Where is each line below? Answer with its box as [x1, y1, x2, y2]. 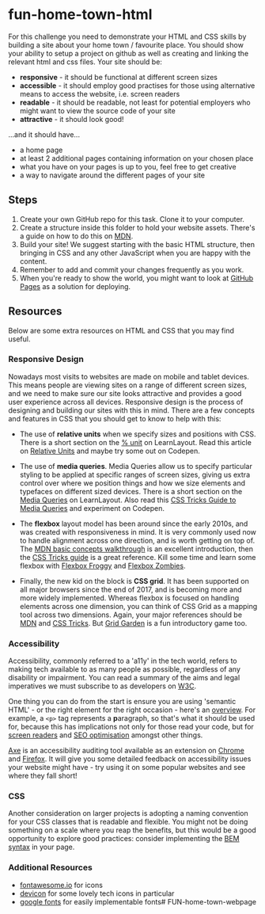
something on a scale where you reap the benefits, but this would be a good [8, 825, 257, 835]
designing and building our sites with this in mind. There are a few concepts [8, 406, 256, 415]
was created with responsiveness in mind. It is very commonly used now [19, 527, 257, 536]
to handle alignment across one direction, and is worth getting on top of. [19, 535, 256, 545]
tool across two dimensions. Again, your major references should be [19, 610, 243, 619]
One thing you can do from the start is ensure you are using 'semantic [8, 697, 237, 706]
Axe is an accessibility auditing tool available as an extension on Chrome [8, 746, 245, 756]
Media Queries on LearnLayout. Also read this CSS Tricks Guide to [19, 495, 237, 505]
